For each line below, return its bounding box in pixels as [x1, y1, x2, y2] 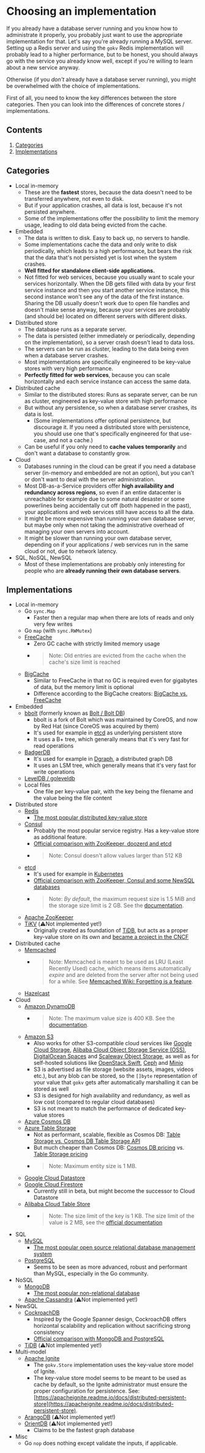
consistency [33, 1328, 64, 1336]
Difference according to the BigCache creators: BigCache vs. [33, 690, 188, 698]
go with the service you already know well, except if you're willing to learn [6, 57, 193, 64]
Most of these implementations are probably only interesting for [24, 560, 185, 567]
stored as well [33, 1085, 69, 1093]
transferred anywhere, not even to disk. [24, 195, 124, 202]
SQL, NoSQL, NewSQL [15, 554, 72, 561]
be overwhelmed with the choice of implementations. [6, 82, 141, 90]
